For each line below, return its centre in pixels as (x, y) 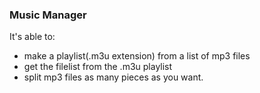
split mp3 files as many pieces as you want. (113, 77)
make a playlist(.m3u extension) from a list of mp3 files (137, 56)
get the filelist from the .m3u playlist (98, 67)
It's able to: (32, 37)
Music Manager (48, 15)
